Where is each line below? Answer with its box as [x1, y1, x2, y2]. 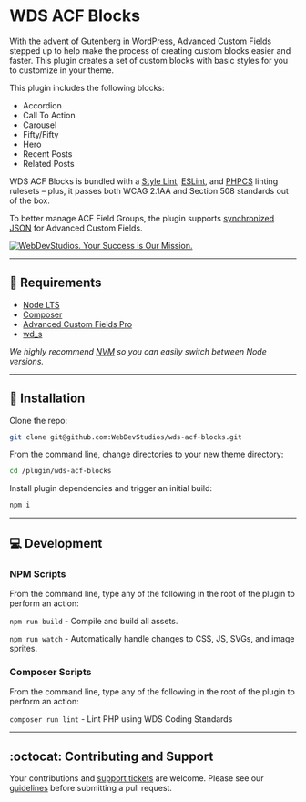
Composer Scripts [9, 665, 92, 678]
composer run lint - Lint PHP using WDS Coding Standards [9, 714, 233, 725]
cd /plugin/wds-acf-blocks [9, 467, 112, 476]
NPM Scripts [9, 567, 66, 580]
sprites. [9, 643, 38, 653]
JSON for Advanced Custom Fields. [9, 222, 143, 233]
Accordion [22, 99, 62, 110]
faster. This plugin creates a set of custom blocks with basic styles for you [9, 55, 289, 66]
